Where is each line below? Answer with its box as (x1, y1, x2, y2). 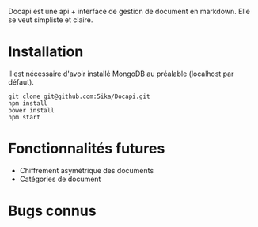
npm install (8, 99, 47, 108)
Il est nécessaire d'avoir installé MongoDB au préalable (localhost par (8, 69, 234, 78)
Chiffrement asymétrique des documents (19, 165, 154, 175)
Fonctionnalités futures (8, 140, 165, 157)
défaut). (8, 77, 34, 86)
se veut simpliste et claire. (8, 15, 93, 25)
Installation (8, 43, 84, 61)
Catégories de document (19, 174, 101, 183)
